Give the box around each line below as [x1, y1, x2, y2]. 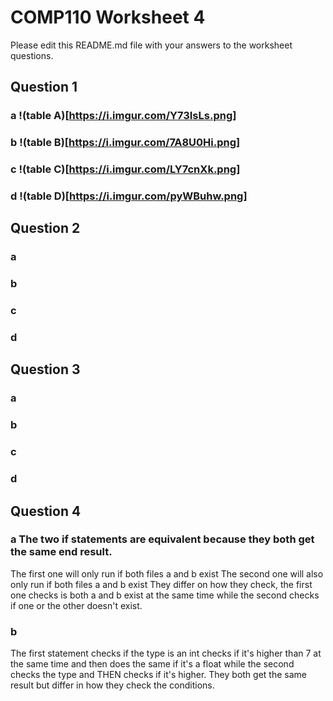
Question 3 [10, 361, 81, 378]
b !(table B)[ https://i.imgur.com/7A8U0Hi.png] [10, 136, 241, 150]
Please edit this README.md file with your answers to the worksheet [10, 39, 293, 51]
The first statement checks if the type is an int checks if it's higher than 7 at [10, 647, 322, 660]
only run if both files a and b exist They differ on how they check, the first [10, 578, 313, 590]
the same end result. [10, 545, 113, 559]
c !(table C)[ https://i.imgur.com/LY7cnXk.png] [10, 162, 241, 176]
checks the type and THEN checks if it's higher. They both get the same [10, 669, 307, 681]
